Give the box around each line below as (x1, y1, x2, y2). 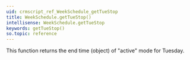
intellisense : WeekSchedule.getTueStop (6, 20, 105, 26)
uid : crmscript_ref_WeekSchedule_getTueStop (6, 8, 118, 15)
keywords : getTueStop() (6, 25, 65, 31)
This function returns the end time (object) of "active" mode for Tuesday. (6, 47, 185, 54)
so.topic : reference (6, 31, 58, 37)
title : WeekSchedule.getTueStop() (6, 14, 92, 20)
